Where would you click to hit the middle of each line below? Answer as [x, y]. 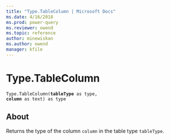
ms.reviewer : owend [30, 28]
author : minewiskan [30, 38]
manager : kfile [24, 50]
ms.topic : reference [31, 33]
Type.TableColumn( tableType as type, [52, 94]
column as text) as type [36, 99]
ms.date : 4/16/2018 [30, 17]
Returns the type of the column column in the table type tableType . [85, 131]
